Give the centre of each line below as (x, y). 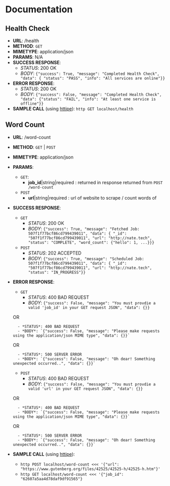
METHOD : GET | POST (34, 147)
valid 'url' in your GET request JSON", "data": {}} (86, 388)
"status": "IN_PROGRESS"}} (57, 272)
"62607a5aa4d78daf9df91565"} (51, 479)
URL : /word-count (32, 137)
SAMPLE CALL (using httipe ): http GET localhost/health (73, 109)
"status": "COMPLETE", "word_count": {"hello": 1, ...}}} (91, 242)
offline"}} (32, 104)
